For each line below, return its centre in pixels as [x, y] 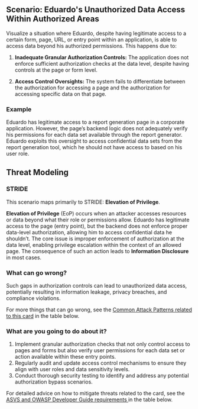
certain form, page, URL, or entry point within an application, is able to [92, 39]
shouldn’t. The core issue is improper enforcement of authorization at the [95, 239]
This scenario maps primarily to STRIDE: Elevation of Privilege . [83, 202]
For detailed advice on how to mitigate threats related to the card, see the [95, 394]
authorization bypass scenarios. [53, 382]
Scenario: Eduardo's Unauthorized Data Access [96, 10]
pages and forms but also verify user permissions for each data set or [100, 350]
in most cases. [24, 257]
